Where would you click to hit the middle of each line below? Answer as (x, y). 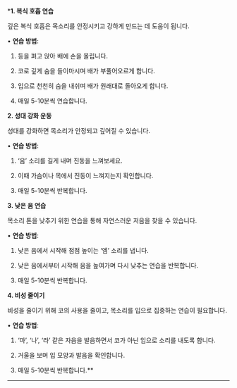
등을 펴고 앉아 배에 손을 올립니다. (62, 56)
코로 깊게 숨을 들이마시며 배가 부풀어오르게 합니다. (86, 71)
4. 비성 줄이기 (26, 295)
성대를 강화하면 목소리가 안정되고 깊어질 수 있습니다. (79, 131)
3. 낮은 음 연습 (27, 206)
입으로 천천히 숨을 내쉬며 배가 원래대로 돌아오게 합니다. (93, 86)
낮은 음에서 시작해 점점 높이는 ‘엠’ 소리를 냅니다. (83, 250)
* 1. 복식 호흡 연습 (31, 11)
